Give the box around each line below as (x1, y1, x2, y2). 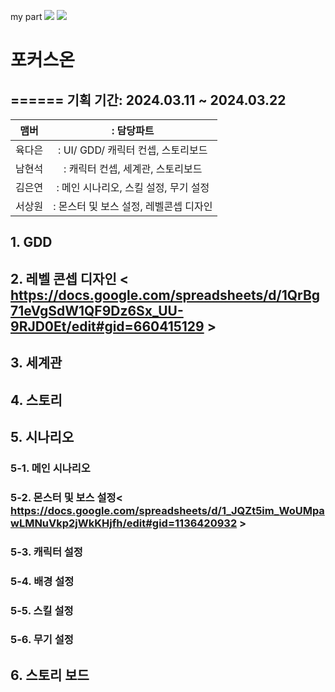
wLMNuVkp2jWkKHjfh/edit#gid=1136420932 (10, 516, 238, 530)
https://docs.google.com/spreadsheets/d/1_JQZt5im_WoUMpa (10, 503, 325, 517)
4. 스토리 (10, 391, 63, 409)
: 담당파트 (111, 124, 155, 137)
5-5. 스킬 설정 (10, 603, 74, 617)
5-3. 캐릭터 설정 (10, 545, 83, 559)
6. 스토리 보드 (10, 666, 90, 684)
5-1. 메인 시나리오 (10, 461, 91, 475)
